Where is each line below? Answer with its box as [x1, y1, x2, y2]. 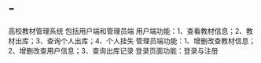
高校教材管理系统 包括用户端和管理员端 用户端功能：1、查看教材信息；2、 [8, 26, 247, 35]
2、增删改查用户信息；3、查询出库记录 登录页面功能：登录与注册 [8, 46, 219, 55]
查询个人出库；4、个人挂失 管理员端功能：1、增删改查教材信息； [46, 35, 256, 46]
